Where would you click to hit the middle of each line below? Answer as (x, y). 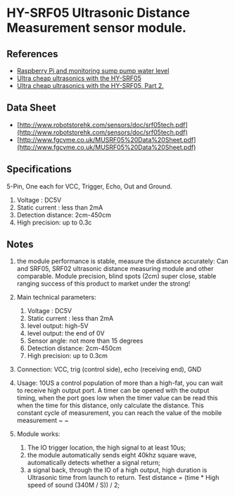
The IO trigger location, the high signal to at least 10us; (107, 447)
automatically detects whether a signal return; (94, 463)
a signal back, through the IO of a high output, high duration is (117, 470)
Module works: (38, 434)
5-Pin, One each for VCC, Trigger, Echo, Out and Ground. (89, 186)
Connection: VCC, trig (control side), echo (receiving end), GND (109, 369)
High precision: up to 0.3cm (68, 356)
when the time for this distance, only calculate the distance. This (110, 405)
